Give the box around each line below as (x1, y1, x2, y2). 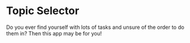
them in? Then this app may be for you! (6, 29, 102, 37)
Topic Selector (6, 4, 80, 18)
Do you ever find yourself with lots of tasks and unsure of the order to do (6, 24, 185, 31)
